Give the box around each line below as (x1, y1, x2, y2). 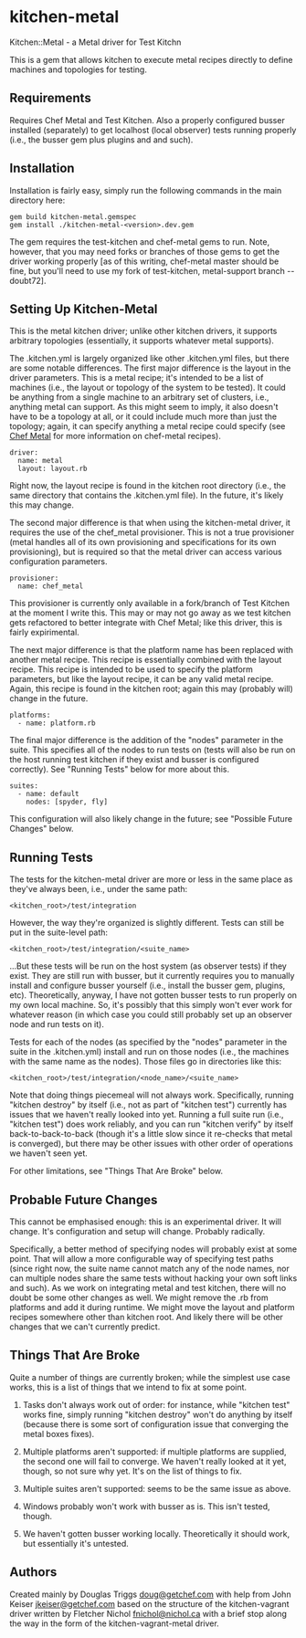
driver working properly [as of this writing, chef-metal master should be (9, 256, 280, 267)
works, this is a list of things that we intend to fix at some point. (9, 1381, 248, 1392)
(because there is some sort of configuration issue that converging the (22, 1418, 290, 1430)
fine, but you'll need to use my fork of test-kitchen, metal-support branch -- (9, 265, 295, 276)
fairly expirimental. (9, 627, 79, 638)
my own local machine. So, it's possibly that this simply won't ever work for (9, 1000, 293, 1011)
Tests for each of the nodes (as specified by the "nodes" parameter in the (9, 1036, 288, 1047)
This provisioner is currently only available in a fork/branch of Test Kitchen (9, 598, 290, 609)
